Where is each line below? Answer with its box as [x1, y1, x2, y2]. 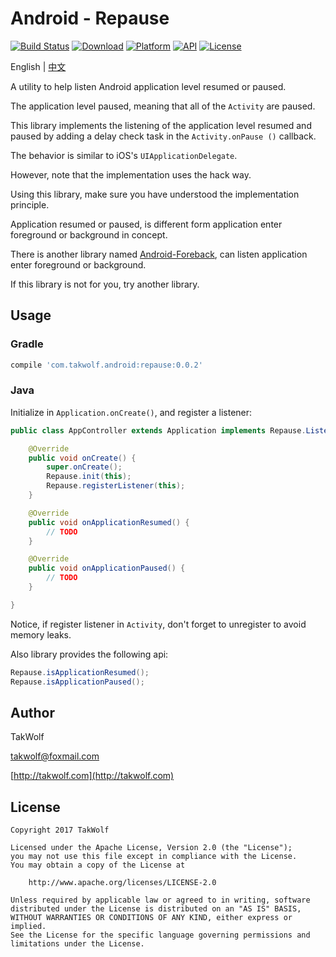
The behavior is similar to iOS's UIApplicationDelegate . [10, 149, 238, 161]
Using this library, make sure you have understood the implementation [10, 188, 300, 200]
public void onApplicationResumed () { [28, 517, 190, 527]
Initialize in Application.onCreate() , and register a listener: [10, 406, 253, 418]
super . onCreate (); [46, 462, 123, 472]
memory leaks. [10, 628, 72, 641]
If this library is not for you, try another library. [10, 278, 200, 290]
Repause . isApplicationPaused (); [10, 677, 145, 687]
